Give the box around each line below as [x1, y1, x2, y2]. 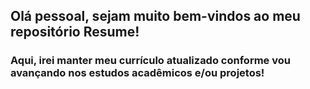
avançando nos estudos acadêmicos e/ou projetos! [10, 66, 265, 80]
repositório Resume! [10, 24, 140, 41]
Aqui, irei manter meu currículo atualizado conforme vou [10, 54, 291, 68]
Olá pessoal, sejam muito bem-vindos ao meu [10, 8, 301, 25]
